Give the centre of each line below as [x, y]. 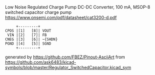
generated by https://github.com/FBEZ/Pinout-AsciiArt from [65, 57]
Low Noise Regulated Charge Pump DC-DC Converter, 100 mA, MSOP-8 [78, 7]
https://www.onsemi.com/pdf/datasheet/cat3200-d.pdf [61, 17]
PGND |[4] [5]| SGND [28, 44]
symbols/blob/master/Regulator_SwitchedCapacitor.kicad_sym [68, 67]
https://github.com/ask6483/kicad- [41, 62]
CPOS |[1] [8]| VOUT [28, 31]
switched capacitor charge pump [38, 12]
